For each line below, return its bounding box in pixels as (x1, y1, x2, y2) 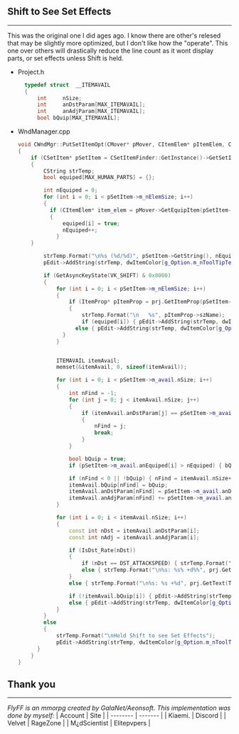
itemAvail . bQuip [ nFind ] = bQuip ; (68, 481, 169, 489)
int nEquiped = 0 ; (43, 187, 98, 194)
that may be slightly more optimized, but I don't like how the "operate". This (7, 38, 228, 47)
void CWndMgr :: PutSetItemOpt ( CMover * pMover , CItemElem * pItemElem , (17, 141, 225, 149)
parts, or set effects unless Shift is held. (7, 53, 124, 63)
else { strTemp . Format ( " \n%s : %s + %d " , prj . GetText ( (68, 579, 229, 587)
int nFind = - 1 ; (68, 390, 117, 397)
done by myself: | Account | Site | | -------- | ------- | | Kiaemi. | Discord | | (7, 711, 226, 720)
